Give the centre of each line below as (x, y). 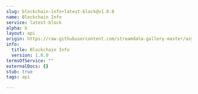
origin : (16, 39)
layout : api (21, 33)
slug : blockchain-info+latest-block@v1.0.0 (60, 11)
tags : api (18, 77)
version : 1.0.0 (30, 55)
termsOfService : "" (30, 61)
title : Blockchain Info (40, 50)
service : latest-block (34, 22)
